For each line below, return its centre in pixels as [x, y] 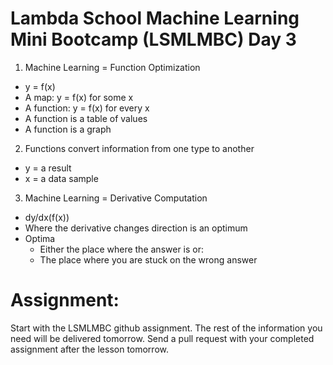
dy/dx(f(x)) [47, 217]
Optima [40, 238]
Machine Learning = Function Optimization [112, 67]
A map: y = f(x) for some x [79, 97]
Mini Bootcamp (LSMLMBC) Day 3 [153, 39]
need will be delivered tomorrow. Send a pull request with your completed [162, 338]
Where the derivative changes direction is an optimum [136, 228]
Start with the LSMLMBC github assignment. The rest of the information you [166, 328]
